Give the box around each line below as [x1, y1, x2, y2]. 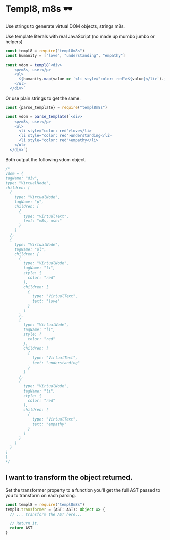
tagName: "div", [5, 175, 39, 181]
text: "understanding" [32, 360, 80, 365]
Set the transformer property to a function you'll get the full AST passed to [5, 487, 161, 493]
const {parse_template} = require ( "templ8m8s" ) [5, 105, 108, 110]
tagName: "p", [14, 199, 44, 204]
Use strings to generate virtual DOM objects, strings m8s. [5, 23, 125, 29]
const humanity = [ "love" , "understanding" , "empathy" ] [5, 53, 125, 58]
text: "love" [32, 298, 60, 304]
